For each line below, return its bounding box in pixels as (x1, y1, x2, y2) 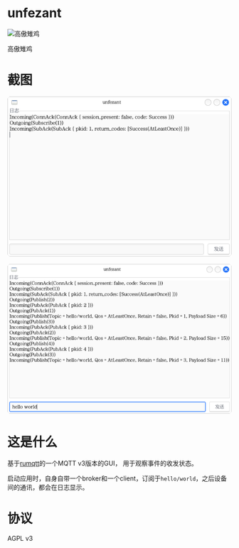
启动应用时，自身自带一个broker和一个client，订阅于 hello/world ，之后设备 (7, 474, 228, 483)
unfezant (7, 5, 62, 21)
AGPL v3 (7, 534, 33, 543)
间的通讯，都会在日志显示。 (7, 483, 89, 491)
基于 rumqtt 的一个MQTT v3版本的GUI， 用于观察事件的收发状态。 (7, 458, 198, 467)
